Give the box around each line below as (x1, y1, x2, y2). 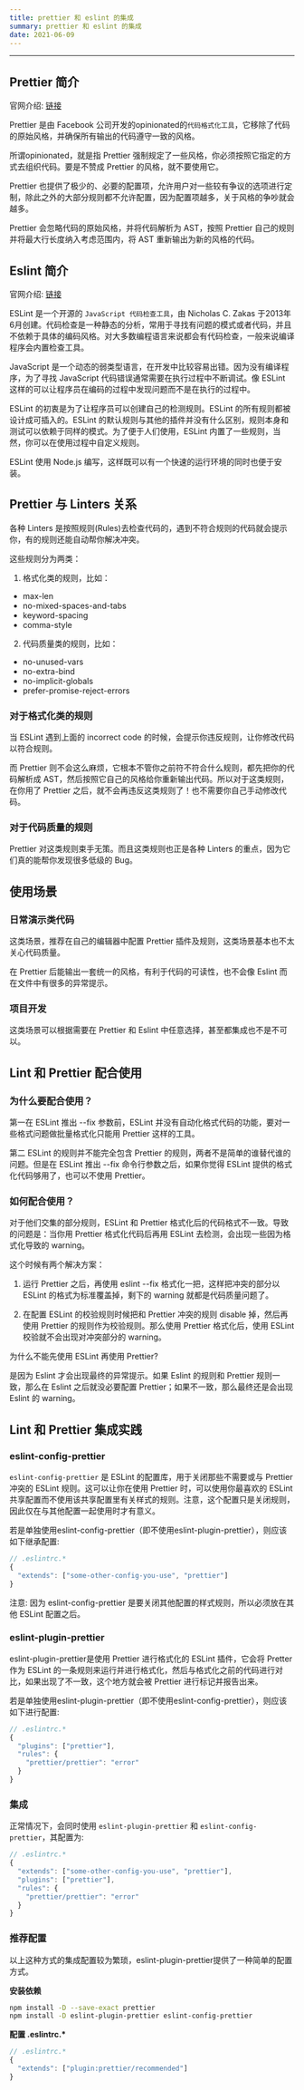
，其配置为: (42, 1832, 84, 1843)
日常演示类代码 (9, 913, 75, 925)
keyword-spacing (22, 609, 89, 621)
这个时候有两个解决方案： (9, 1259, 105, 1270)
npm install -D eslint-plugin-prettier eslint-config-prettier (9, 2011, 253, 2021)
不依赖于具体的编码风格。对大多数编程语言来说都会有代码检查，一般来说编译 (9, 331, 295, 341)
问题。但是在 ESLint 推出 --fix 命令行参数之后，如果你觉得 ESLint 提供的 (9, 1159, 277, 1170)
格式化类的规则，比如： (22, 572, 110, 583)
